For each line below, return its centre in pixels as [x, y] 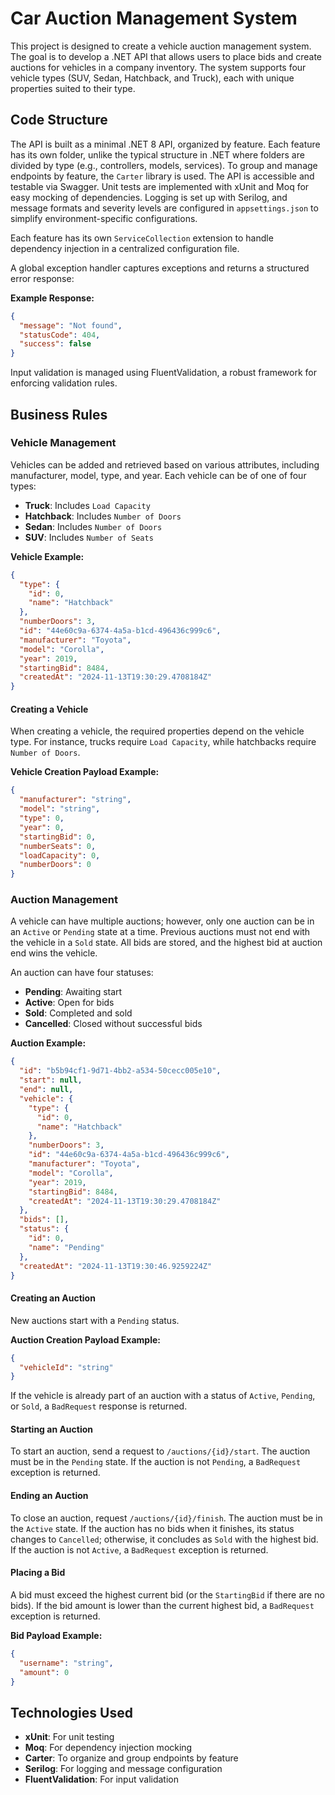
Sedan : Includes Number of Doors [93, 526]
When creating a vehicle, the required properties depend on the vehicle [157, 731]
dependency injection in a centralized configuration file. [125, 248]
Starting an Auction [52, 1429]
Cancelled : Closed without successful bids [113, 1024]
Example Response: [52, 298]
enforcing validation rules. [64, 383]
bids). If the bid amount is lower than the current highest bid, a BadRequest [162, 1605]
